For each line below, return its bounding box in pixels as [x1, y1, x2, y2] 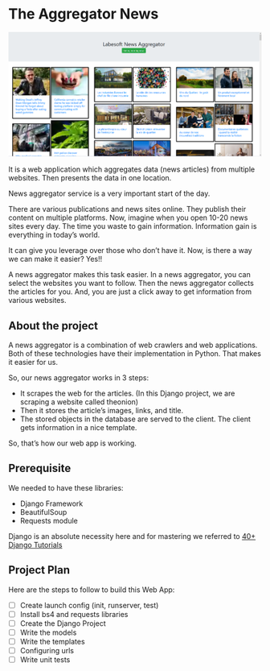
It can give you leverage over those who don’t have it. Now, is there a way [8, 246, 252, 255]
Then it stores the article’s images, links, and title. [19, 406, 184, 416]
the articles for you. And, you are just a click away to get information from [8, 287, 252, 296]
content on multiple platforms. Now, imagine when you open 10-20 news [8, 213, 248, 222]
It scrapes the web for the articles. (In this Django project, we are [19, 388, 235, 399]
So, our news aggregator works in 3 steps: [8, 373, 149, 383]
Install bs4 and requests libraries [19, 609, 129, 619]
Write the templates [19, 636, 86, 646]
